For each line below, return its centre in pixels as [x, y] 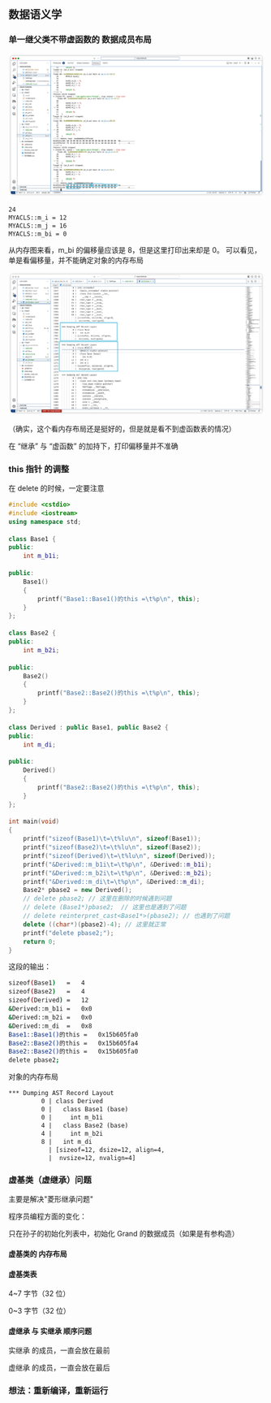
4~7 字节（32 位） [39, 1293]
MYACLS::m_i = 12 [38, 218]
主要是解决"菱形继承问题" [51, 1199]
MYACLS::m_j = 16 [38, 226]
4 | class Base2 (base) [85, 1126]
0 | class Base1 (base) [85, 1110]
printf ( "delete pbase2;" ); [69, 933]
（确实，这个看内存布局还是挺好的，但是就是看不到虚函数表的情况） [122, 428]
